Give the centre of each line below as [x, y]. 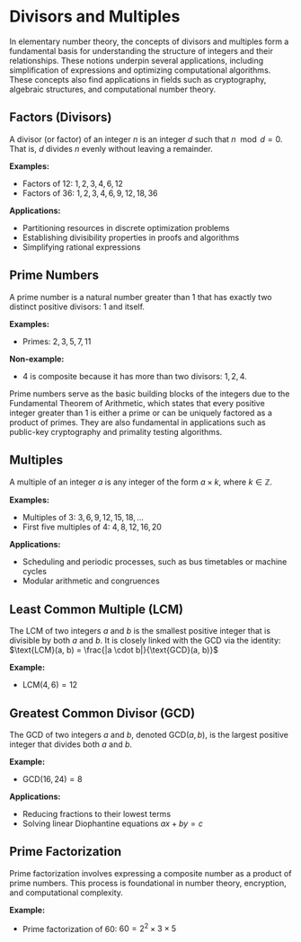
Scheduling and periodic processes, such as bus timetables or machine [155, 562]
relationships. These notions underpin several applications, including [137, 60]
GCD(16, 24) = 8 [52, 779]
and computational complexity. [66, 893]
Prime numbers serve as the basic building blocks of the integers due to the [150, 394]
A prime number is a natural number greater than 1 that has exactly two [141, 297]
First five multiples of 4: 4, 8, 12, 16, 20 [92, 527]
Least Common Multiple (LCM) [97, 609]
